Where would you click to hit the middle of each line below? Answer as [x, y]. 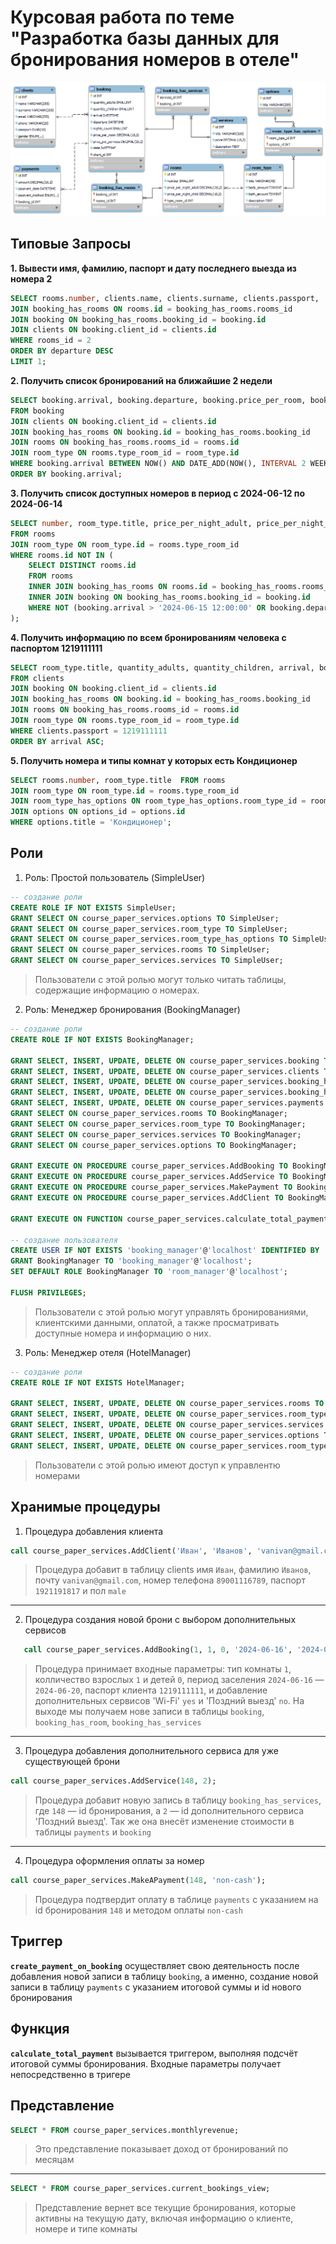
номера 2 [31, 278]
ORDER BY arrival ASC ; [57, 741]
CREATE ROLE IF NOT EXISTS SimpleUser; [93, 907]
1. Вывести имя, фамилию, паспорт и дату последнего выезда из [153, 268]
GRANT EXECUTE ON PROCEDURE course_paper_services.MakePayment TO [151, 1187]
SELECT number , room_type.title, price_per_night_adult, [131, 523]
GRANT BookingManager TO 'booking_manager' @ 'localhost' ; [131, 1261]
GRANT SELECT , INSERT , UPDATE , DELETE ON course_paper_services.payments [167, 1103]
